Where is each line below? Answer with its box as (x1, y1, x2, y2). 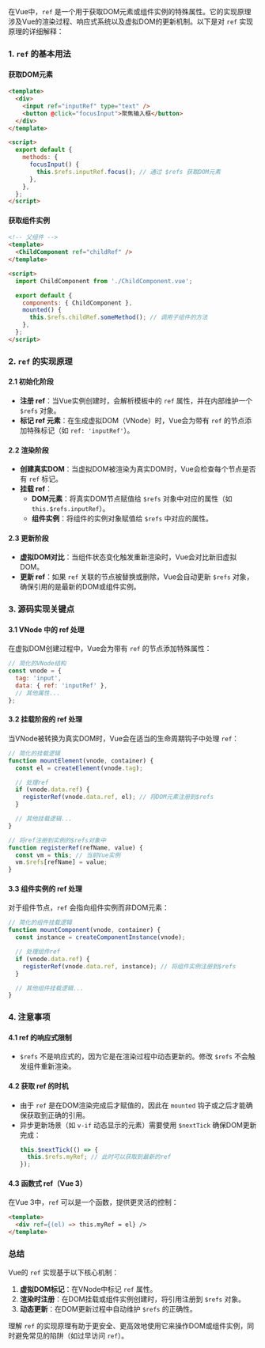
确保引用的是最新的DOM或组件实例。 (19, 582, 141, 592)
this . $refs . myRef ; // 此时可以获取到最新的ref (27, 1153, 172, 1161)
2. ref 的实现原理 (8, 355, 73, 366)
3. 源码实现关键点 (8, 604, 75, 615)
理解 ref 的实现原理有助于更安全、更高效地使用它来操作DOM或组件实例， (8, 1321, 248, 1331)
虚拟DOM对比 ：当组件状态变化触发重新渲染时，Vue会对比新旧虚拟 (19, 552, 237, 562)
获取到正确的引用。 (26, 1110, 89, 1119)
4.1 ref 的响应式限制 (8, 1032, 73, 1042)
